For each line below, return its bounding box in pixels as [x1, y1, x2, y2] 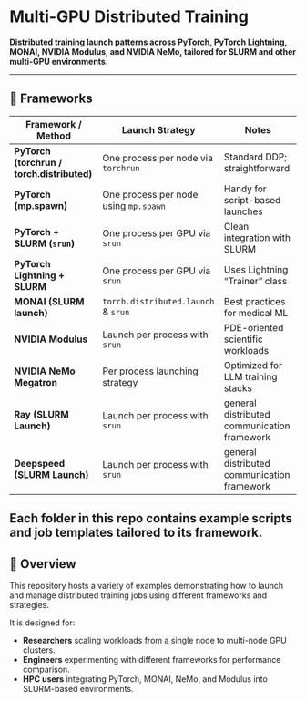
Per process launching [102, 365, 199, 377]
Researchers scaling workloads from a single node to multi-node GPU [22, 634, 287, 645]
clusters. [22, 644, 56, 655]
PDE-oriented [223, 321, 284, 334]
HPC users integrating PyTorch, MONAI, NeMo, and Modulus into [22, 673, 269, 685]
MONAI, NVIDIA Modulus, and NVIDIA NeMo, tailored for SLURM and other [9, 46, 297, 57]
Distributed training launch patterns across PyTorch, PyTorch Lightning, [9, 36, 288, 47]
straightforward [223, 161, 291, 174]
